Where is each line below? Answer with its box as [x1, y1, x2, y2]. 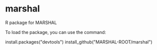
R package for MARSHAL [5, 19, 57, 25]
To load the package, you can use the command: [5, 29, 106, 35]
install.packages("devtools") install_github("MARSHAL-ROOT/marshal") [5, 38, 153, 45]
